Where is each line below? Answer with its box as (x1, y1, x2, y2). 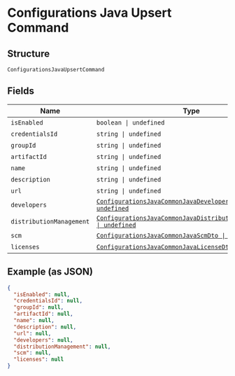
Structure (7, 48, 50, 60)
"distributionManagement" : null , (13, 343, 111, 350)
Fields (7, 85, 35, 97)
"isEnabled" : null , (13, 291, 71, 298)
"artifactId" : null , (13, 310, 73, 318)
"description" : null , (13, 323, 77, 330)
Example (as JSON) (7, 266, 93, 278)
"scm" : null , (13, 349, 52, 356)
